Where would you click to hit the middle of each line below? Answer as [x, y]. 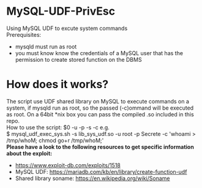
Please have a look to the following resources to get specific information [100, 147]
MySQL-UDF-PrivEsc [61, 11]
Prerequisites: [24, 34]
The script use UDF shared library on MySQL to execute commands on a [98, 101]
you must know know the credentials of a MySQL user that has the [99, 53]
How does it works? [58, 85]
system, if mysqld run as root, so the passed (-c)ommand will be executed [100, 108]
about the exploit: [29, 153]
